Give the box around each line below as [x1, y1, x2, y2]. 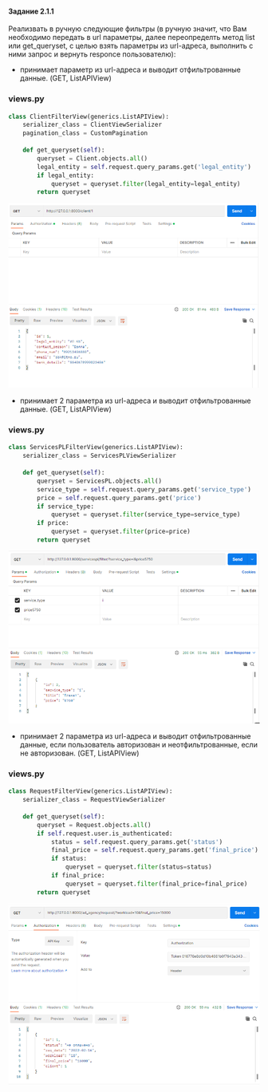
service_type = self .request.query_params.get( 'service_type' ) [37, 485, 251, 494]
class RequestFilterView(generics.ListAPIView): [8, 787, 173, 795]
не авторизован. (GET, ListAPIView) [19, 748, 140, 758]
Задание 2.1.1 [8, 6, 54, 16]
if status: [50, 854, 88, 863]
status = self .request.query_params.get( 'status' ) [50, 838, 223, 846]
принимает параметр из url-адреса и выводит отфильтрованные [19, 65, 242, 75]
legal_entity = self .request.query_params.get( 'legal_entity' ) [37, 163, 251, 171]
